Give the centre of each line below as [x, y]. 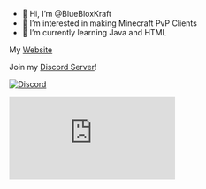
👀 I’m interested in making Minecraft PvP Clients [109, 23]
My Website [31, 50]
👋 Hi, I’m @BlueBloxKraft [67, 14]
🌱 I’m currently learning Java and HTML [94, 32]
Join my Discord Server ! [53, 67]
